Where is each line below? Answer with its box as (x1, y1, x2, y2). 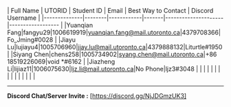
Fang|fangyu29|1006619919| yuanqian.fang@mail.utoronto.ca (7, 28, 181, 36)
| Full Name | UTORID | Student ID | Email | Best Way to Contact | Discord (7, 7, 214, 14)
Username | (7, 14, 41, 22)
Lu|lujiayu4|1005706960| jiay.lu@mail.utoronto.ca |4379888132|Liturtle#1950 (7, 43, 223, 51)
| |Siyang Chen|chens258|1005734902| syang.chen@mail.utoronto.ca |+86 (7, 50, 217, 58)
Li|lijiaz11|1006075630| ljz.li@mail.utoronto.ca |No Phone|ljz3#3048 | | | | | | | (7, 65, 221, 73)
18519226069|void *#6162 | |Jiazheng (7, 58, 115, 65)
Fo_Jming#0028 (7, 36, 54, 44)
